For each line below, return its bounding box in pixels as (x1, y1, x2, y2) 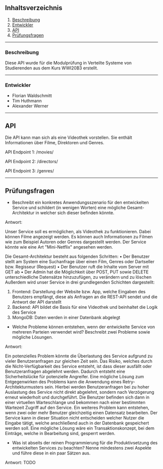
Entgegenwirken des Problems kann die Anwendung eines (5, 379, 122, 385)
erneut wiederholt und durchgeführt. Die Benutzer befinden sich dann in (5, 394, 149, 400)
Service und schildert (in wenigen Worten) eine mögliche (12, 205, 126, 211)
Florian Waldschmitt (12, 93, 52, 99)
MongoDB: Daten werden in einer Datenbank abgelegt (12, 315, 120, 320)
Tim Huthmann (12, 98, 42, 104)
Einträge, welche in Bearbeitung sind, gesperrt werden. (5, 431, 115, 436)
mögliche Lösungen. (12, 335, 53, 340)
